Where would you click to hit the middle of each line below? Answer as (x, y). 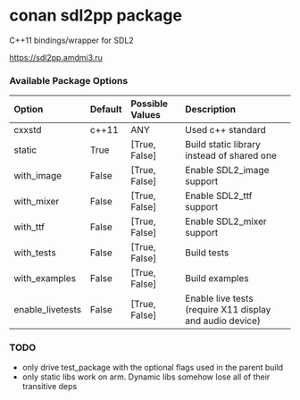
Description (211, 110)
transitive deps (50, 386)
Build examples (217, 279)
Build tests (207, 253)
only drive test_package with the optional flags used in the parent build (153, 367)
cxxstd (28, 130)
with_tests (35, 253)
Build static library (223, 145)
